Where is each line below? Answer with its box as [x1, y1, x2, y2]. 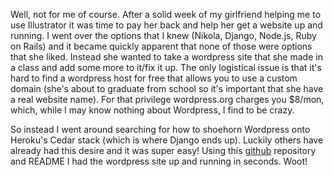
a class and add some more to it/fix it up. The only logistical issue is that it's [10, 62, 322, 73]
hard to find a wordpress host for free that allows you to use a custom [10, 72, 298, 84]
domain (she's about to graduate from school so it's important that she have [10, 83, 324, 94]
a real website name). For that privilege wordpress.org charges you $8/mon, [10, 94, 325, 105]
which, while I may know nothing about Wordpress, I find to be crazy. [10, 104, 295, 116]
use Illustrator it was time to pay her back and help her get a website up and [10, 19, 323, 31]
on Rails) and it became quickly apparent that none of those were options [10, 40, 313, 52]
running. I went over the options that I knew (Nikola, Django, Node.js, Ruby [10, 30, 317, 41]
